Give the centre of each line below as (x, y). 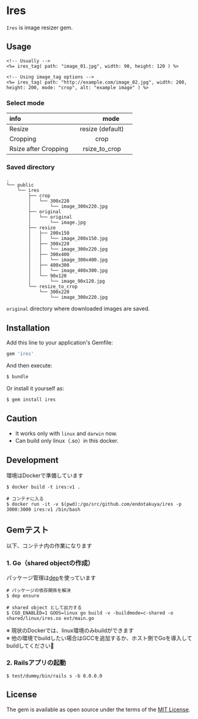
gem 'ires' (20, 354)
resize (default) (102, 129)
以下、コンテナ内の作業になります (49, 546)
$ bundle (17, 377)
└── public (20, 185)
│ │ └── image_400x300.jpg (68, 271)
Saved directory (31, 167)
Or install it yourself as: (35, 388)
